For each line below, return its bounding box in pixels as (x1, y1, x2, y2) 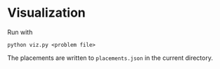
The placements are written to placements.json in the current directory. (7, 54, 213, 62)
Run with (7, 28, 33, 36)
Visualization (7, 5, 86, 21)
